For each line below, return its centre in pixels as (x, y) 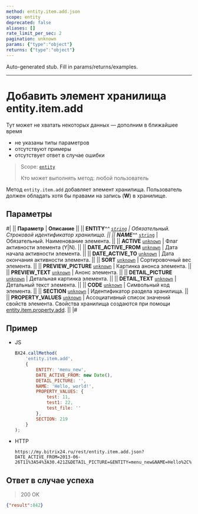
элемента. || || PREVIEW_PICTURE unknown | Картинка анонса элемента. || (99, 266)
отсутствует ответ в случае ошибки (60, 155)
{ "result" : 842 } (25, 505)
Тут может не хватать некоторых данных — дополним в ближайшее (92, 125)
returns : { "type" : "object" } (41, 50)
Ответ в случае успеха (50, 480)
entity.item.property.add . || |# (42, 309)
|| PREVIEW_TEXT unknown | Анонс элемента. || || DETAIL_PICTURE (89, 272)
